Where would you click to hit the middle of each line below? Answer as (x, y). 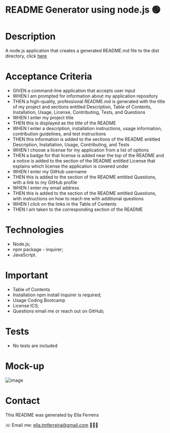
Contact (23, 401)
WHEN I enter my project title (43, 118)
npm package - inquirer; (38, 249)
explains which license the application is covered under (71, 166)
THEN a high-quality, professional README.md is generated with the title (89, 102)
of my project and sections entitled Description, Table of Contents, (82, 107)
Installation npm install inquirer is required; (57, 295)
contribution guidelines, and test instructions (59, 134)
